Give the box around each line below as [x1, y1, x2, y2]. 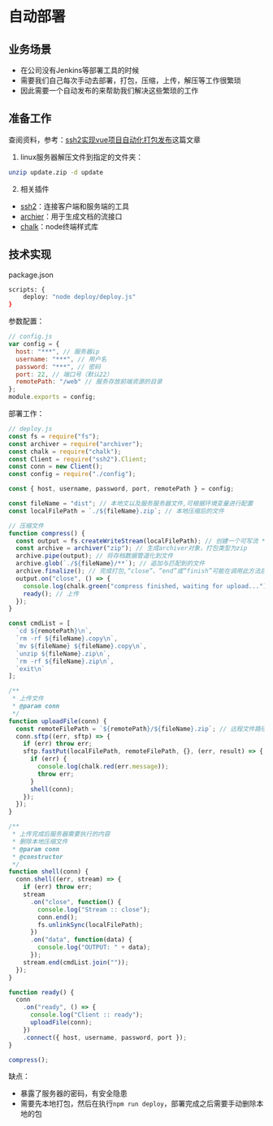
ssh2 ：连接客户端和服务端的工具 [19, 201, 130, 211]
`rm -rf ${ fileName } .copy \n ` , [15, 634, 118, 643]
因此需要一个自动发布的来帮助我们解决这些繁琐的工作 [19, 86, 199, 95]
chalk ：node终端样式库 [19, 221, 99, 232]
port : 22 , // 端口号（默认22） [15, 370, 114, 379]
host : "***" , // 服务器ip [15, 347, 100, 356]
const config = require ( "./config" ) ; [8, 470, 136, 479]
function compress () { [8, 529, 85, 537]
